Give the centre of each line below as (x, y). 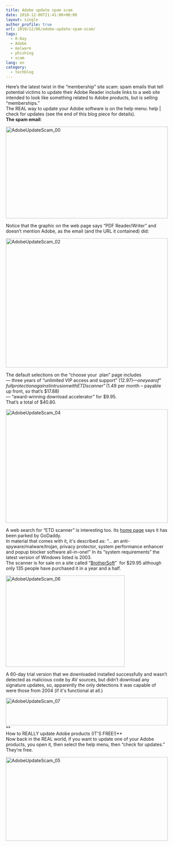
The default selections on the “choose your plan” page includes (74, 375)
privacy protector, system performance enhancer (111, 546)
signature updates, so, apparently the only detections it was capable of (81, 685)
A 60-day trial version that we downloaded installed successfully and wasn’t (86, 674)
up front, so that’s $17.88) (33, 391)
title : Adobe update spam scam (39, 10)
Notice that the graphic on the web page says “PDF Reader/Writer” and (81, 226)
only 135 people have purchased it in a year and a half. (63, 568)
